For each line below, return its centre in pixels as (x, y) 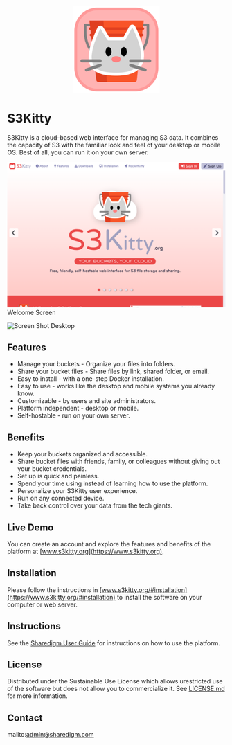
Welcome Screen (32, 312)
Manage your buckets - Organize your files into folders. (96, 364)
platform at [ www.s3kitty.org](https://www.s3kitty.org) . (86, 551)
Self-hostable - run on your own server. (73, 415)
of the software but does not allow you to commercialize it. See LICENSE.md (116, 689)
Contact (25, 718)
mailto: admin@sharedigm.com (51, 735)
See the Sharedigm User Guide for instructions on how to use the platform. (114, 643)
